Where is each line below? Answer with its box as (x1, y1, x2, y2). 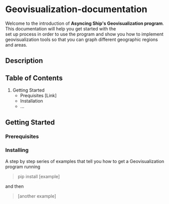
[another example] (17, 193, 57, 199)
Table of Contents (5, 73, 63, 82)
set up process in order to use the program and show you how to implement (5, 31, 163, 37)
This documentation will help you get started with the (5, 25, 116, 31)
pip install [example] (17, 173, 60, 179)
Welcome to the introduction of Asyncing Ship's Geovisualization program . (5, 20, 164, 26)
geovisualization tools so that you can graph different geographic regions (5, 36, 158, 43)
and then (5, 183, 24, 189)
